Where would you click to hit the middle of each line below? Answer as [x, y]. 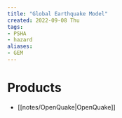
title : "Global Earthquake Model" [58, 14]
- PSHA [17, 33]
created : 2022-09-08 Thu [43, 20]
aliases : [20, 46]
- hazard [20, 40]
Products [34, 88]
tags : [15, 27]
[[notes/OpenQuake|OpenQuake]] [66, 107]
